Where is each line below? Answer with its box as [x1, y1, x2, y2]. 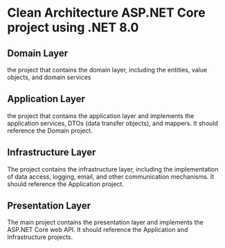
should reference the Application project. [7, 179, 125, 188]
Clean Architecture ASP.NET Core [7, 5, 206, 21]
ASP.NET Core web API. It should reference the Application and [7, 226, 188, 234]
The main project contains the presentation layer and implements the [7, 218, 204, 226]
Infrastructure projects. [7, 233, 73, 241]
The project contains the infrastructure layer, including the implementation [7, 165, 219, 173]
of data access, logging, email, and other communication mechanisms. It [7, 172, 215, 181]
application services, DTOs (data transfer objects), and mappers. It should [7, 119, 218, 127]
